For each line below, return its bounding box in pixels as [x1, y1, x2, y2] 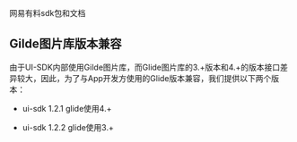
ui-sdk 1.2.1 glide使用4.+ [22, 103, 112, 113]
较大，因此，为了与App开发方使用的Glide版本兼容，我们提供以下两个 [16, 72, 272, 83]
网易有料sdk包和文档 [9, 8, 86, 18]
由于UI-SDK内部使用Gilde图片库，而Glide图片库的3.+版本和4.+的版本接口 [9, 62, 281, 72]
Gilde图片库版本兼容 [9, 37, 122, 52]
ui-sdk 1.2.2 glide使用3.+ [22, 121, 114, 132]
